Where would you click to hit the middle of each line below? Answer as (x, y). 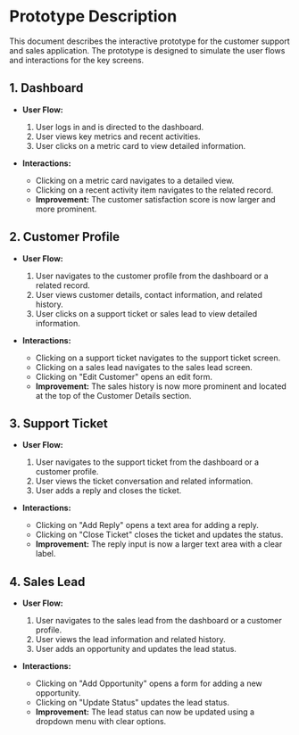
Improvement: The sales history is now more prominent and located (161, 386)
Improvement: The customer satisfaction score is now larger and (155, 199)
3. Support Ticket (59, 423)
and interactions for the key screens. (77, 60)
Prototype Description (93, 17)
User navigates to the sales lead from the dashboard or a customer (159, 621)
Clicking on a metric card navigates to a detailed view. (135, 180)
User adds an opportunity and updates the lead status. (136, 649)
